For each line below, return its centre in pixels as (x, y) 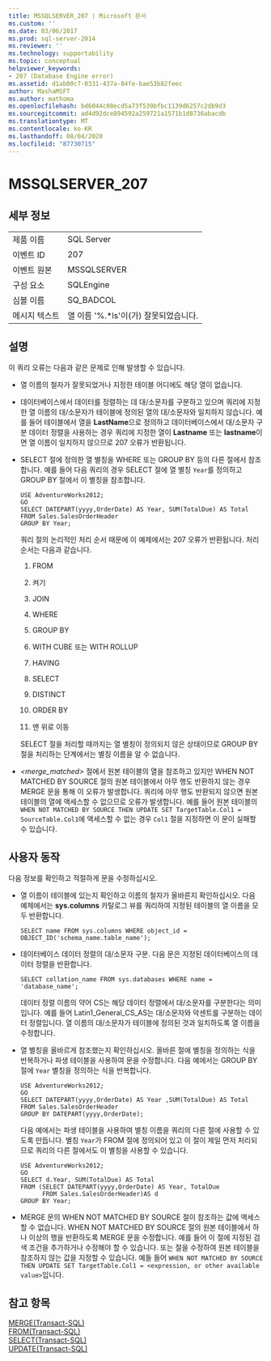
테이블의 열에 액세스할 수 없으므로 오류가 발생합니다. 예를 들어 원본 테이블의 (139, 802)
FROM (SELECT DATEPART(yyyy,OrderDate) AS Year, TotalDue (120, 1187)
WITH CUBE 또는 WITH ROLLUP (85, 647)
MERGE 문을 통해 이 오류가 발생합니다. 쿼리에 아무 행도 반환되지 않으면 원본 (139, 792)
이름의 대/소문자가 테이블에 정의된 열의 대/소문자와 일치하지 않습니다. (146, 412)
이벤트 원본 (32, 270)
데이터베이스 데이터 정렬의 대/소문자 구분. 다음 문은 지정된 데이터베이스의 (135, 954)
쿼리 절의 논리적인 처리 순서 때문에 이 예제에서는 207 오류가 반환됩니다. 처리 (140, 540)
